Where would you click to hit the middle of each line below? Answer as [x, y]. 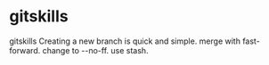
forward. [25, 50]
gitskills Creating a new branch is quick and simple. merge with [125, 41]
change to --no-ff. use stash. [95, 50]
